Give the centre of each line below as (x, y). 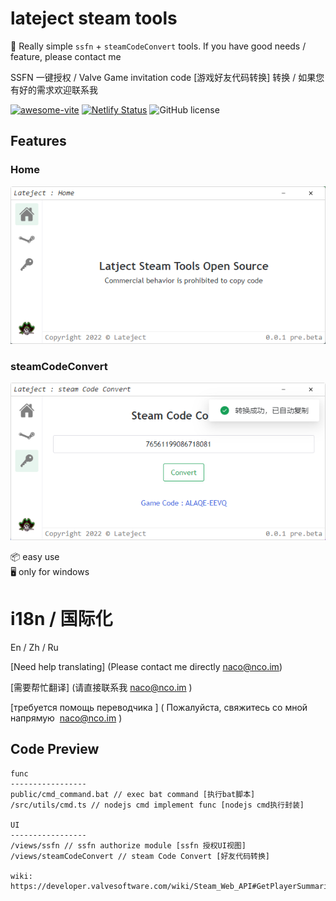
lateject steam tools (94, 18)
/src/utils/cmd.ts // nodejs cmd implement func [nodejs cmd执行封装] (157, 805)
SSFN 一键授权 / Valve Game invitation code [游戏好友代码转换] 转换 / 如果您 (167, 77)
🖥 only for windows (50, 571)
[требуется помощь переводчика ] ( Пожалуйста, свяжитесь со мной (159, 707)
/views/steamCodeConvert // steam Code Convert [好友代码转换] (140, 856)
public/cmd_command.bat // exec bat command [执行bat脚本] (133, 794)
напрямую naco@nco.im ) (66, 718)
